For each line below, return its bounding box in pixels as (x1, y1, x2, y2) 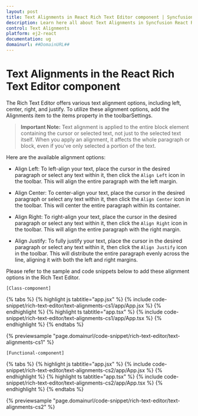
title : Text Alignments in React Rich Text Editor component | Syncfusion (6, 14, 194, 20)
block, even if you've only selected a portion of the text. (20, 142, 156, 149)
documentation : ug (6, 36, 51, 42)
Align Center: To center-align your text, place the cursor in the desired (14, 189, 185, 196)
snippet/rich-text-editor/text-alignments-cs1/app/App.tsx (6, 314, 144, 321)
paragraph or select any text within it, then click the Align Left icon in (14, 171, 185, 178)
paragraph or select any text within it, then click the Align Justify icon (14, 243, 187, 250)
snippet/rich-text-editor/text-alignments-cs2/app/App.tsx (6, 379, 146, 386)
